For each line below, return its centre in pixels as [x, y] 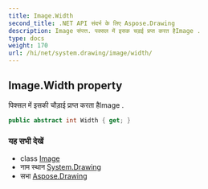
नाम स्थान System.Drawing [61, 166]
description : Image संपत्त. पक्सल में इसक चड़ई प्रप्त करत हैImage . [104, 31]
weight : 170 [28, 46]
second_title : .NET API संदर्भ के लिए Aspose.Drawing [92, 23]
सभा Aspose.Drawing [53, 176]
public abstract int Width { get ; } [69, 120]
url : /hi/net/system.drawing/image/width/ [80, 53]
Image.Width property [65, 86]
